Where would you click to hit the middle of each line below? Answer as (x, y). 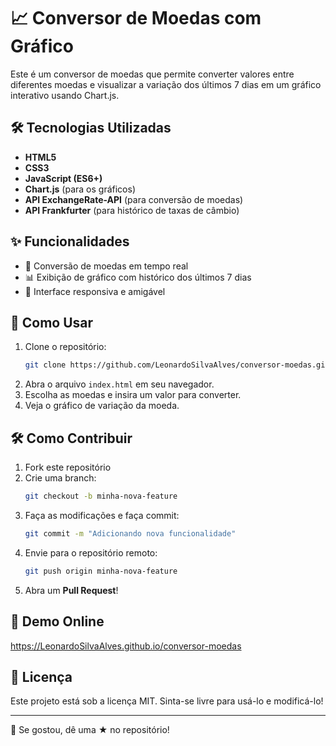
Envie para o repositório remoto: (91, 552)
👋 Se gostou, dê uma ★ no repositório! (90, 730)
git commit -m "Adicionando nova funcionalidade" (130, 533)
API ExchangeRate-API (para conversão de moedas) (134, 199)
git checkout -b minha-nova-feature (101, 496)
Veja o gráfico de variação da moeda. (102, 406)
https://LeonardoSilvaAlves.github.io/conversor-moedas (126, 646)
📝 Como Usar (52, 322)
